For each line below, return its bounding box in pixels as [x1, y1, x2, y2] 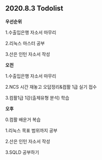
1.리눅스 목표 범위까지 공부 [5, 127, 58, 133]
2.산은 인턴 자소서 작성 [5, 138, 50, 144]
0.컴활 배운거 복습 [5, 116, 41, 123]
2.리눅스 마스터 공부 [5, 40, 45, 46]
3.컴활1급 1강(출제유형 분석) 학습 [5, 94, 70, 101]
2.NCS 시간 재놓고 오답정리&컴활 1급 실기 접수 [5, 84, 97, 90]
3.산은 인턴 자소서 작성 [5, 51, 50, 57]
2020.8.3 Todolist [5, 4, 64, 13]
